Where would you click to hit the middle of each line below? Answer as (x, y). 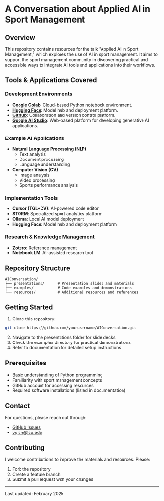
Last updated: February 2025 (34, 493)
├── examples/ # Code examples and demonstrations (69, 288)
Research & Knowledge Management (50, 237)
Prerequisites (26, 363)
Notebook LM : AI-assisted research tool (52, 252)
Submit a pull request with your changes (53, 479)
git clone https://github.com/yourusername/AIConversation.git (71, 328)
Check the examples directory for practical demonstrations (71, 342)
